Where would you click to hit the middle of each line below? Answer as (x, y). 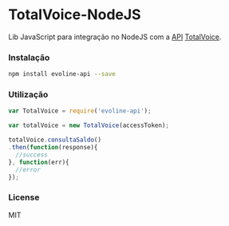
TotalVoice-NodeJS (75, 15)
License (24, 197)
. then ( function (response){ (53, 148)
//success (32, 155)
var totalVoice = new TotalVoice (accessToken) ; (89, 125)
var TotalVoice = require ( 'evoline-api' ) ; (80, 111)
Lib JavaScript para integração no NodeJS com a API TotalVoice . (115, 37)
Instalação (29, 57)
